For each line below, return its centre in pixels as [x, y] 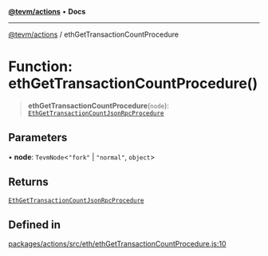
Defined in [35, 224]
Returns [29, 182]
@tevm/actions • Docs [47, 12]
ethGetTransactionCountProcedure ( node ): [99, 105]
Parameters [38, 138]
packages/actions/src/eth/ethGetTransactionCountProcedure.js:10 [117, 244]
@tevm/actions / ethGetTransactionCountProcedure [94, 34]
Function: [41, 67]
